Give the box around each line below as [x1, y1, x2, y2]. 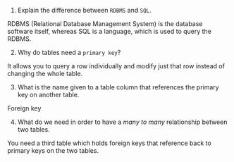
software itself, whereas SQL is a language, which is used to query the [7, 27, 211, 35]
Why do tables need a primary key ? [17, 49, 121, 56]
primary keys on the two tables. [7, 147, 99, 154]
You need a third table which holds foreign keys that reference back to [7, 139, 211, 147]
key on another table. [17, 91, 80, 99]
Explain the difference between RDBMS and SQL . [17, 6, 152, 14]
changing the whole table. [7, 70, 83, 77]
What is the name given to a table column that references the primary [17, 83, 220, 91]
